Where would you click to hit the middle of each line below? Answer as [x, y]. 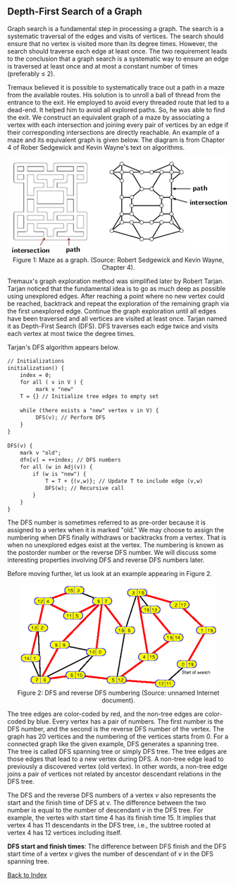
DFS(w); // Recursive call [85, 488]
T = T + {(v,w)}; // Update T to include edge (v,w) [124, 481]
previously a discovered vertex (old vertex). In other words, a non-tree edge [117, 766]
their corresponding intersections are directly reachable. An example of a [113, 132]
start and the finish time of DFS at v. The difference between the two [107, 802]
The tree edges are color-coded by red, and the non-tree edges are [105, 714]
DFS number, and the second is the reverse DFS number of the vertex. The [116, 729]
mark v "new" [55, 389]
